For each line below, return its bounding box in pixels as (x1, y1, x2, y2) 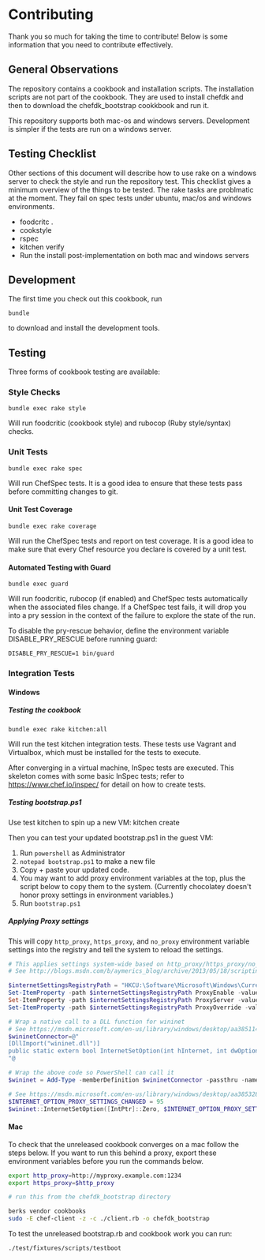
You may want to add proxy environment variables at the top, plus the (19, 873, 246, 883)
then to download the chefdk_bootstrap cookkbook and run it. (8, 100, 209, 110)
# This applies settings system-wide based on (8, 960, 164, 968)
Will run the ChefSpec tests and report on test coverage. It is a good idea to (8, 536, 254, 545)
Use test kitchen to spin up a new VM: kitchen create (8, 817, 180, 827)
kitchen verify (19, 242, 65, 252)
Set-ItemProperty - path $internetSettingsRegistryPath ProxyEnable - (8, 989, 242, 997)
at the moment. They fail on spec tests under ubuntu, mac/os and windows (8, 193, 252, 203)
